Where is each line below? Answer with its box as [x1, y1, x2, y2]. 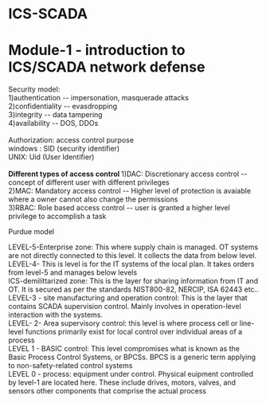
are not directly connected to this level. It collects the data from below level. [8, 251, 257, 260]
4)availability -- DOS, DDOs [8, 119, 99, 128]
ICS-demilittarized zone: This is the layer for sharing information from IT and [8, 276, 259, 286]
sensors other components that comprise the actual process [8, 386, 207, 396]
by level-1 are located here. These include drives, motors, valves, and [8, 378, 237, 387]
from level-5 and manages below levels [8, 268, 138, 277]
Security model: [8, 84, 61, 94]
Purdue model [8, 227, 54, 237]
